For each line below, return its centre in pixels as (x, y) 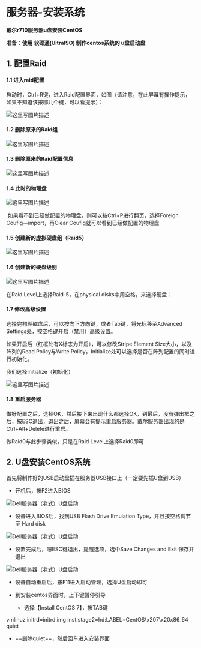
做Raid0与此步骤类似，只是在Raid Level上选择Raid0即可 (75, 441)
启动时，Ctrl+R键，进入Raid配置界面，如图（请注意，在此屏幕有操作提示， (98, 94)
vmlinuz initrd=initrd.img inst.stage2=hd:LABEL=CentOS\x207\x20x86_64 (97, 619)
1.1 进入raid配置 (25, 80)
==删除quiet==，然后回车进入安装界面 (62, 638)
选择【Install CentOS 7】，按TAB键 (66, 607)
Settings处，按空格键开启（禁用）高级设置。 (61, 331)
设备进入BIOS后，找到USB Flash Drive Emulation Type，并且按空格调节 (103, 516)
